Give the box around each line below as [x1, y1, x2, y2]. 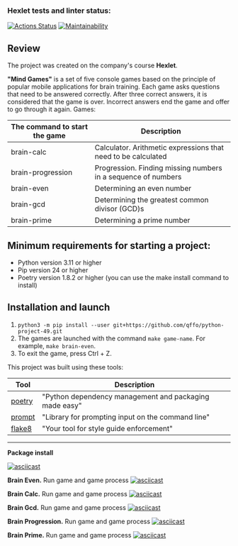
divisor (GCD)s [94, 204, 144, 214]
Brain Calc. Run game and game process [7, 489, 127, 498]
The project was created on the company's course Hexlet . [7, 61, 178, 69]
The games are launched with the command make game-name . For [17, 334, 205, 342]
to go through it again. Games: [7, 105, 96, 113]
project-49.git [17, 328, 63, 335]
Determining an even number [94, 184, 192, 194]
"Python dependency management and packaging [42, 391, 210, 401]
